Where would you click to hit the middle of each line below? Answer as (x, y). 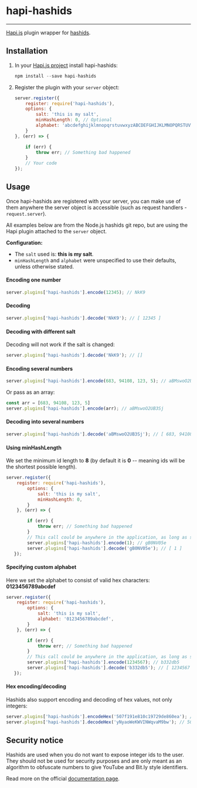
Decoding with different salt (41, 331)
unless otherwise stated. (44, 266)
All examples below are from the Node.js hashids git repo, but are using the (97, 225)
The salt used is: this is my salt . (54, 254)
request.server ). (26, 213)
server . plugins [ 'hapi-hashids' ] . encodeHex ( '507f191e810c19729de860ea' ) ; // (101, 717)
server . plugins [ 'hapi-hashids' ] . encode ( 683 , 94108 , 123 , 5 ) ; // (86, 381)
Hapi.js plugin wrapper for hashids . (48, 32)
